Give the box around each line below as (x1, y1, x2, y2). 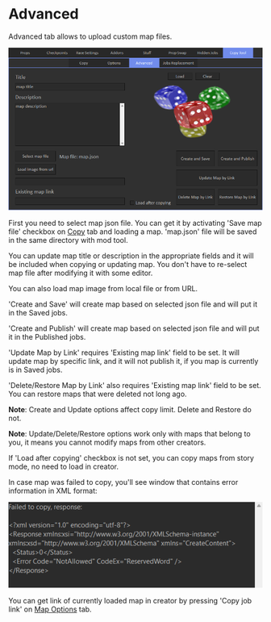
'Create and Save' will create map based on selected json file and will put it (8, 299, 258, 309)
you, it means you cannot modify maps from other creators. (8, 437, 206, 447)
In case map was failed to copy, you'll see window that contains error (8, 477, 239, 486)
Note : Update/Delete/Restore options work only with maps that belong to (8, 428, 252, 438)
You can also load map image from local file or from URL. (8, 283, 198, 293)
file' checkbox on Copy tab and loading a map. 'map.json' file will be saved (8, 227, 257, 236)
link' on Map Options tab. (8, 604, 92, 614)
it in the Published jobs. (8, 332, 86, 341)
